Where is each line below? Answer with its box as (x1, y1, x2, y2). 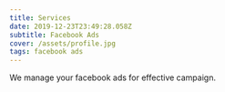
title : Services (9, 13, 71, 23)
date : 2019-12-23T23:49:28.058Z (9, 22, 132, 31)
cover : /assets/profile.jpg (9, 38, 117, 48)
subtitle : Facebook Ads (9, 30, 100, 39)
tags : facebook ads (9, 47, 84, 56)
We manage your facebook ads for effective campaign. (9, 72, 217, 83)
